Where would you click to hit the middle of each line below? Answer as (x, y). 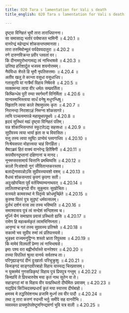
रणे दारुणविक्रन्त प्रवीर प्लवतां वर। (31, 55)
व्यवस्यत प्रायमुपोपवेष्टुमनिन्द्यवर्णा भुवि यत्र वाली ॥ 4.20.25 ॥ (52, 305)
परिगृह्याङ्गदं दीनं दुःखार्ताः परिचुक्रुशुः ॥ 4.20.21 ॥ (44, 260)
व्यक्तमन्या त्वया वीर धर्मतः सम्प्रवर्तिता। (34, 88)
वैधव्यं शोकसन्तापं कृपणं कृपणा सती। (33, 177)
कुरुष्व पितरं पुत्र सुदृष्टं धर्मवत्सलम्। (32, 199)
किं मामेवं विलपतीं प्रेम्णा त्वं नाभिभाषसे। (34, 244)
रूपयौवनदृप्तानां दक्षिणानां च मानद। (32, 155)
